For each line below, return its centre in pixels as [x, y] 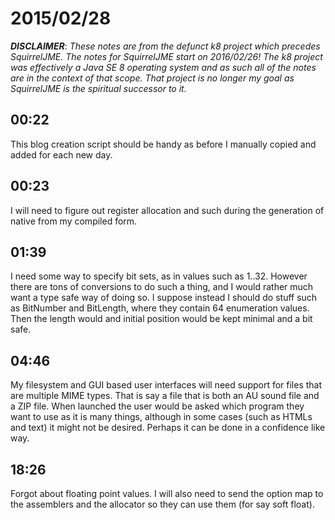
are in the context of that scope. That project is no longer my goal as [152, 78]
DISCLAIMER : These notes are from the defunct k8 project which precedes [165, 46]
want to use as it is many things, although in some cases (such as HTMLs [161, 417]
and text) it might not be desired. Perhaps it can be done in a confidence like [168, 428]
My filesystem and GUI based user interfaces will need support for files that [166, 385]
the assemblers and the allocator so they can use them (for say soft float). [162, 504]
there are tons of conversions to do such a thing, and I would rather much [162, 287]
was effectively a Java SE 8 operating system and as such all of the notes [163, 67]
